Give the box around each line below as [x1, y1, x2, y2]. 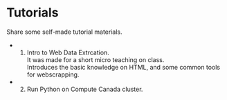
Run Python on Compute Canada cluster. [26, 85, 143, 93]
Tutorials [6, 5, 59, 21]
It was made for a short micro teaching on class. [26, 55, 165, 63]
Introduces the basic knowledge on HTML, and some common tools [26, 63, 221, 71]
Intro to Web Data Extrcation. [26, 48, 110, 57]
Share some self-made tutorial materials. [6, 28, 122, 36]
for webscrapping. [26, 70, 80, 79]
